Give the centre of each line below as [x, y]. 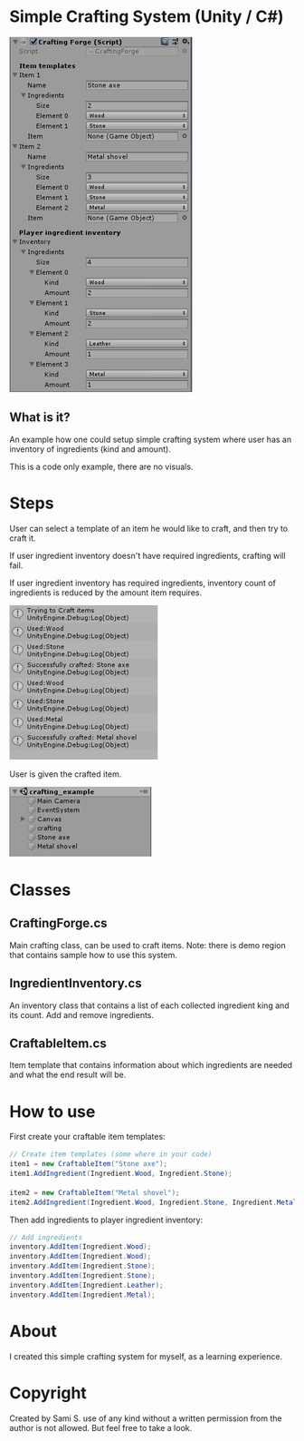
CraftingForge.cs [58, 923]
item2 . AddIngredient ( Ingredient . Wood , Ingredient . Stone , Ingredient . [143, 1202]
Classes [40, 890]
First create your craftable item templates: [87, 1137]
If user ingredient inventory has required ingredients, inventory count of [142, 583]
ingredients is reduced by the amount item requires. [105, 593]
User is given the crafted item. [66, 774]
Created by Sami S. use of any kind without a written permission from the [146, 1418]
